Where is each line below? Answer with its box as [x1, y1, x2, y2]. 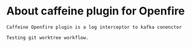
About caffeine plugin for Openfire [6, 4, 185, 18]
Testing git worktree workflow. [6, 34, 89, 40]
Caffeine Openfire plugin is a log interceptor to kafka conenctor [6, 24, 182, 30]
